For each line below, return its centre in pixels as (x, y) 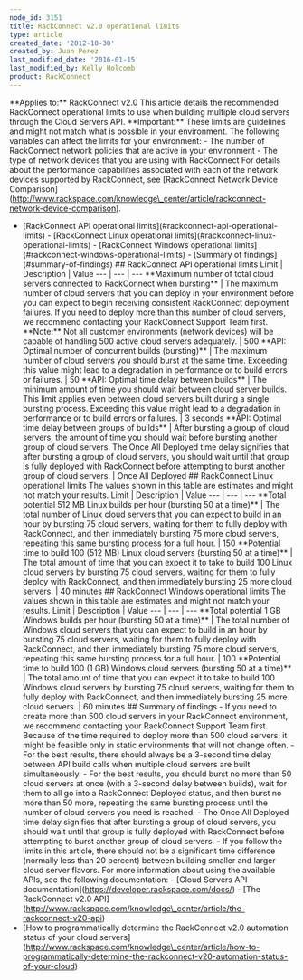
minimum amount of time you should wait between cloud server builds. (155, 389)
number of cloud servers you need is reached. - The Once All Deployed (156, 812)
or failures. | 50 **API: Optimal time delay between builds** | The (144, 379)
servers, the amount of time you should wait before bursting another (150, 437)
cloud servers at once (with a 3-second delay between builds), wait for (155, 783)
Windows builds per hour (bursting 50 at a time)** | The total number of (156, 620)
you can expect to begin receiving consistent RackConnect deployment (156, 302)
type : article (36, 34)
